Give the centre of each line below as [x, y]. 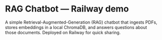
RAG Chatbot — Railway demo [67, 9]
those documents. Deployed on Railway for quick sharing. [63, 32]
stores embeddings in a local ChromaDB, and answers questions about [76, 27]
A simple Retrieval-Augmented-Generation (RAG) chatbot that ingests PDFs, [81, 22]
